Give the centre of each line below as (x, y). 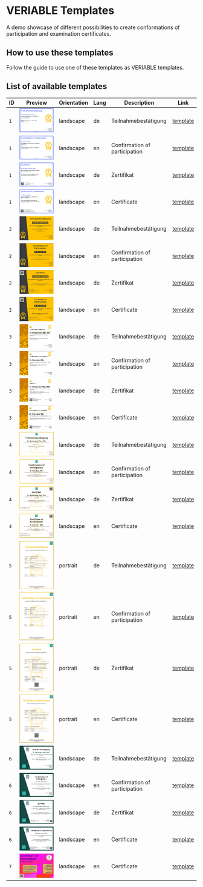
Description (139, 103)
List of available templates (57, 86)
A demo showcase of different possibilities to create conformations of (93, 27)
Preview (37, 103)
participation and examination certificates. (59, 33)
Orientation (74, 103)
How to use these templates (60, 53)
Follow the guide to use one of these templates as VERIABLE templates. (95, 67)
